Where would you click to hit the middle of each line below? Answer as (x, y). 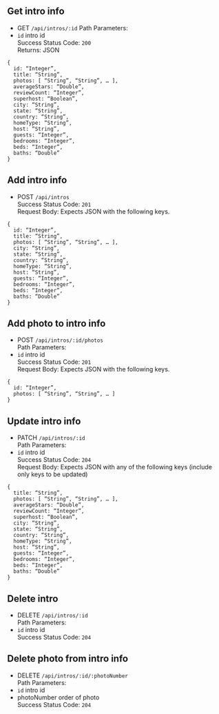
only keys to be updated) (52, 474)
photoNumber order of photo (58, 697)
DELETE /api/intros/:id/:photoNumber (73, 675)
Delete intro (33, 599)
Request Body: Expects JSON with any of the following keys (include (114, 467)
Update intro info (44, 421)
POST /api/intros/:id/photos (60, 340)
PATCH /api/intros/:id (51, 438)
